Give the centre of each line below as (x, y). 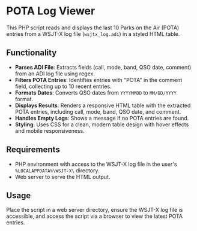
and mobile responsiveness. (50, 130)
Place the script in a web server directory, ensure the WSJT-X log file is (95, 210)
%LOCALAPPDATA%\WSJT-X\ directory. (57, 170)
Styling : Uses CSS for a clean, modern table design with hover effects (102, 124)
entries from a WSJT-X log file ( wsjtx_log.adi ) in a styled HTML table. (93, 34)
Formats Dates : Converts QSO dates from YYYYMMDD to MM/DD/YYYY (96, 92)
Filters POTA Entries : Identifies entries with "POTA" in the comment (98, 80)
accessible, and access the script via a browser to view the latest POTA (95, 216)
